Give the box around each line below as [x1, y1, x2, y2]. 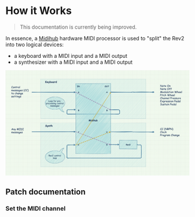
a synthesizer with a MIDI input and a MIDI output [13, 58, 133, 66]
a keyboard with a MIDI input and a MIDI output [13, 52, 128, 59]
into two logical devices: [5, 41, 64, 48]
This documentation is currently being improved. [19, 23, 137, 30]
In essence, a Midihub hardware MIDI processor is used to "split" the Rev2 [5, 35, 184, 42]
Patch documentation [5, 187, 86, 197]
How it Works [5, 4, 72, 18]
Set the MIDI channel [5, 205, 66, 213]
